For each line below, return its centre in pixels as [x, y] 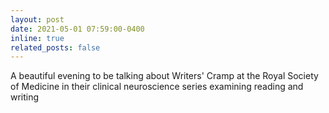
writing [25, 97]
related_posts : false [55, 47]
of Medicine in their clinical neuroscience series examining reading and [157, 87]
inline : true [37, 38]
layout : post [37, 19]
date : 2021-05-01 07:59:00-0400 [77, 29]
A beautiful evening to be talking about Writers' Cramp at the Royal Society [164, 76]
